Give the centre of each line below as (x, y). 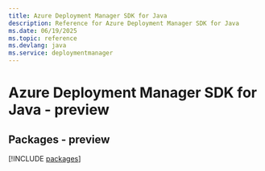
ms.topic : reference (43, 38)
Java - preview (59, 110)
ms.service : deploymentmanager (61, 53)
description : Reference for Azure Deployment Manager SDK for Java (124, 23)
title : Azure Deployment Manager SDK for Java (88, 16)
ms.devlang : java (37, 46)
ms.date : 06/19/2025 (43, 31)
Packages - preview (59, 139)
